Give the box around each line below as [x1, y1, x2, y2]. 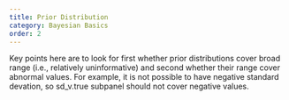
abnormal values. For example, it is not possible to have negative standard [9, 72, 280, 82]
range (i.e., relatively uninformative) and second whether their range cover [9, 62, 281, 73]
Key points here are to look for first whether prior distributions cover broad [9, 54, 281, 64]
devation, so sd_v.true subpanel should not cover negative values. [9, 81, 249, 92]
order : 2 [9, 29, 42, 38]
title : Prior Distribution [9, 12, 109, 22]
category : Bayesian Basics [9, 21, 109, 30]
